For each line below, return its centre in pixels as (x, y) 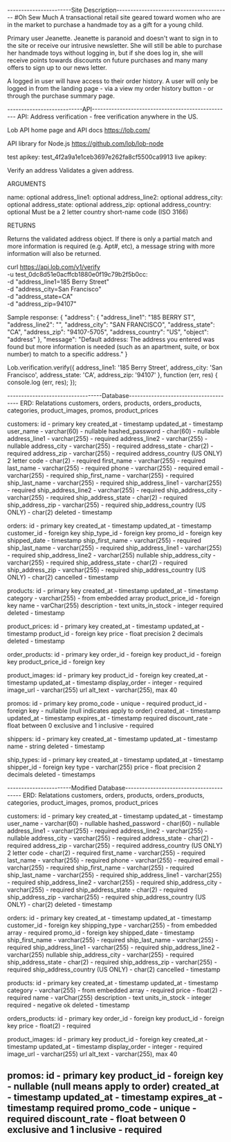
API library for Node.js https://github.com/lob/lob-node (85, 144)
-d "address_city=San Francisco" (54, 289)
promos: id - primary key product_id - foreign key (115, 1076)
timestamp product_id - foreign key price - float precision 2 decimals (105, 633)
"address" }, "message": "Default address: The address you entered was (111, 339)
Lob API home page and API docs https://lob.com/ (79, 130)
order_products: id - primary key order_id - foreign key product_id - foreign (114, 654)
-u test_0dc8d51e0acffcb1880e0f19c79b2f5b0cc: (77, 274)
